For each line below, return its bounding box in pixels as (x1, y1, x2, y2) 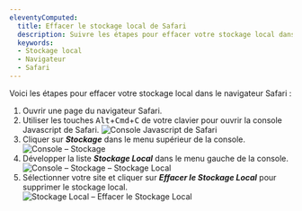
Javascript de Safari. (22, 124, 100, 135)
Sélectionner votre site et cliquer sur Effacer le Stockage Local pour (22, 171, 277, 182)
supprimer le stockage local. (22, 181, 129, 192)
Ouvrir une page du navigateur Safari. (22, 105, 163, 116)
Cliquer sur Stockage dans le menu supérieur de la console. (22, 134, 245, 145)
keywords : (17, 38, 54, 48)
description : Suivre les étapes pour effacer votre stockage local (17, 30, 276, 39)
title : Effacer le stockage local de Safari (17, 22, 187, 31)
